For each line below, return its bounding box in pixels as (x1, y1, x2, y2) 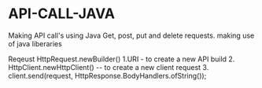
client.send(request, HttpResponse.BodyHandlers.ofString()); (8, 71, 207, 80)
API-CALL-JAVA (8, 5, 116, 23)
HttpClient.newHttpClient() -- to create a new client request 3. (8, 62, 209, 71)
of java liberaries (8, 38, 63, 48)
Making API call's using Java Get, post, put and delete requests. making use (8, 31, 255, 40)
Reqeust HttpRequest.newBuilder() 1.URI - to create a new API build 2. (8, 54, 235, 64)
